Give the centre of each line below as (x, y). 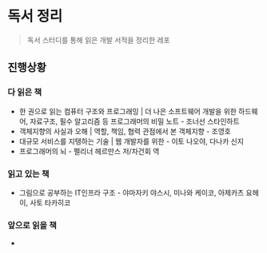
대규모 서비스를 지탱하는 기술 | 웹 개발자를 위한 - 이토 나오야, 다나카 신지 (132, 141)
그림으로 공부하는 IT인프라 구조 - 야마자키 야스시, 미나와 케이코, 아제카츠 (132, 192)
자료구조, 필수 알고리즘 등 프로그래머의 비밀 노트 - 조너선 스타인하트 (135, 121)
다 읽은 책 (24, 93)
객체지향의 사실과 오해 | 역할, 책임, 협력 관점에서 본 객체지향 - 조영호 (125, 131)
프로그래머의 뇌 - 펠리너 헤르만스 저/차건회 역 (89, 151)
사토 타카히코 (50, 202)
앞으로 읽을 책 (32, 225)
